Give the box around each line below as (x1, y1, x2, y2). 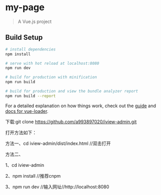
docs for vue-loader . (5, 108, 49, 114)
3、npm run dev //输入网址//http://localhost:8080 (5, 183, 109, 190)
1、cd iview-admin (5, 162, 44, 168)
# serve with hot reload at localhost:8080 (5, 61, 100, 66)
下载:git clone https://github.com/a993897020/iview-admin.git (5, 118, 137, 125)
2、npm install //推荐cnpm (5, 173, 61, 179)
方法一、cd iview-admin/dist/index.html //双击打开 (5, 140, 111, 147)
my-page (5, 2, 45, 13)
